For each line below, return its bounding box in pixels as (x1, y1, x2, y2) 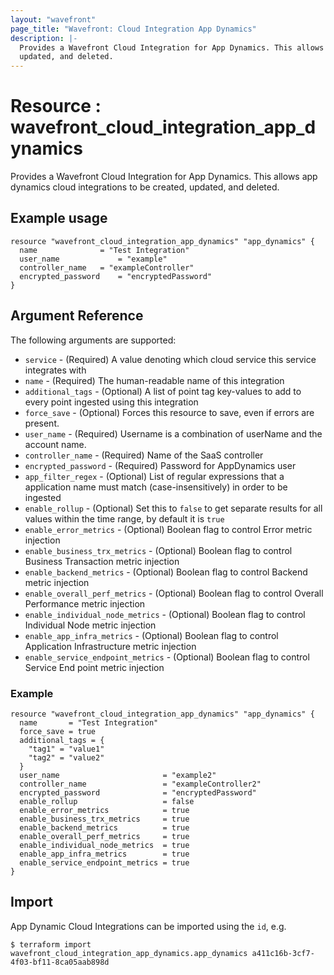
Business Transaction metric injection (24, 555, 180, 567)
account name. (24, 438, 87, 450)
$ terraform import (10, 939, 92, 950)
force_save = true (19, 726, 97, 736)
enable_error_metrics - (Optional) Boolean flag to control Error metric (24, 523, 313, 535)
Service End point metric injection (24, 661, 165, 673)
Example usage (10, 210, 108, 227)
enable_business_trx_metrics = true (19, 814, 190, 824)
